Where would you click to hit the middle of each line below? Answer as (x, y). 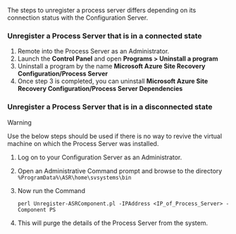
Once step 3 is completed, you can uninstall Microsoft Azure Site (113, 81)
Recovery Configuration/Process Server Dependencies (100, 89)
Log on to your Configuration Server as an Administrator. (100, 157)
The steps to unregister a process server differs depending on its (102, 10)
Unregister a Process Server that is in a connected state (105, 36)
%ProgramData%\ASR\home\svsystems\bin (74, 178)
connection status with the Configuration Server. (78, 18)
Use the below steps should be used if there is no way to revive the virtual (115, 136)
